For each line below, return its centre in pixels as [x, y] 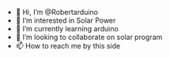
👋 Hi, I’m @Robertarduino [57, 12]
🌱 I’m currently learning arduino [67, 29]
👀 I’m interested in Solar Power [66, 20]
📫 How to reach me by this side [68, 46]
